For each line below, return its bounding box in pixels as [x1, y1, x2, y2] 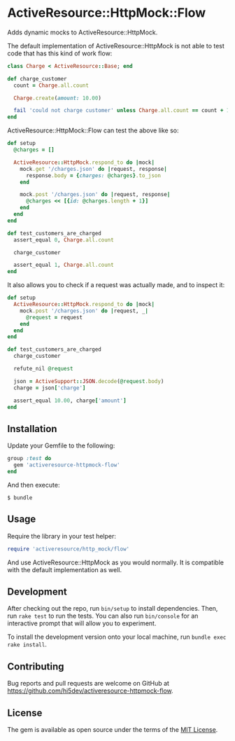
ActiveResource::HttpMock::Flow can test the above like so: [7, 126, 179, 134]
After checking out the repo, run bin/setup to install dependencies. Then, [7, 604, 218, 613]
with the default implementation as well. [7, 565, 122, 574]
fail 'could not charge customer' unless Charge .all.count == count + [13, 107, 224, 114]
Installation [7, 422, 57, 435]
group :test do [7, 455, 52, 462]
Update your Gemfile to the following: [7, 441, 115, 450]
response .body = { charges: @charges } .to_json [25, 172, 161, 179]
